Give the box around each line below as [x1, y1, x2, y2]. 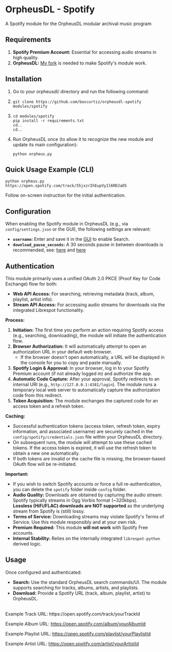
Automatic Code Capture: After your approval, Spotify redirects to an [12, 376, 160, 382]
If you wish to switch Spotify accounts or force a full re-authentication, [12, 481, 162, 487]
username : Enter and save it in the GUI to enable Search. [12, 236, 130, 242]
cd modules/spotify [12, 114, 55, 119]
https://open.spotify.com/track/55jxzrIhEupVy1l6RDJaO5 [5, 183, 127, 188]
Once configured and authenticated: [5, 569, 82, 575]
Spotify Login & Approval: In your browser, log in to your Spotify [12, 365, 149, 371]
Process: [5, 317, 25, 323]
